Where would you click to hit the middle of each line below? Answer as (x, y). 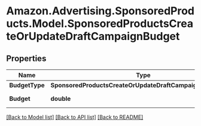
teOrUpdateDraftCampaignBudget (93, 36)
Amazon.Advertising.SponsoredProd (100, 11)
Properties (26, 58)
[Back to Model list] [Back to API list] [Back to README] (75, 117)
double (61, 99)
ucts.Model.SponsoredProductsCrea (100, 24)
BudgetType (27, 85)
